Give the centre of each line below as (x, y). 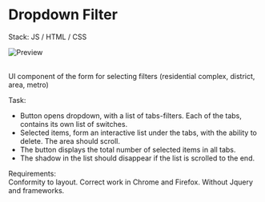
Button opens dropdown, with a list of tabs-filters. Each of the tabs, (131, 115)
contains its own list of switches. (74, 124)
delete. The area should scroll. (70, 141)
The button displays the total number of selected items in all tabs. (128, 149)
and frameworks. (36, 190)
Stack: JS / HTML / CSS (48, 37)
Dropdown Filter (63, 15)
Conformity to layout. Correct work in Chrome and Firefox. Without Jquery (131, 182)
